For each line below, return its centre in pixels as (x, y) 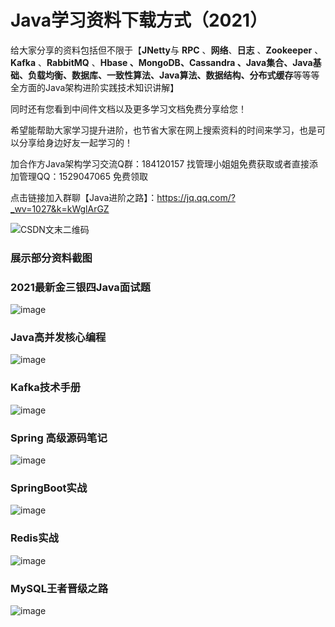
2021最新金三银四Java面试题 (80, 287)
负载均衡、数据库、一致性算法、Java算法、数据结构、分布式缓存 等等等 (173, 75)
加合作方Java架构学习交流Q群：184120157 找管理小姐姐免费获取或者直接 (160, 163)
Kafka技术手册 (46, 388)
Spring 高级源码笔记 (59, 438)
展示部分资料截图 (51, 258)
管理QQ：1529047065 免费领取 (83, 176)
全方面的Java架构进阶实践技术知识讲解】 (95, 87)
